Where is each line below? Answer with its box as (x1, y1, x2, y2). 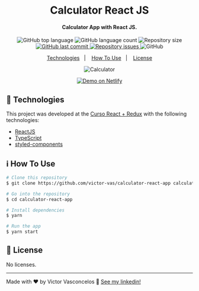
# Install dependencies (6, 207, 65, 213)
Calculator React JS (50, 4, 149, 17)
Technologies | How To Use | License (46, 55, 153, 62)
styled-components (14, 140, 63, 148)
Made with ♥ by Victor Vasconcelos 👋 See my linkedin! (6, 278, 141, 285)
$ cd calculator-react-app (6, 196, 73, 202)
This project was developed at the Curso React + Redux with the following (6, 110, 187, 117)
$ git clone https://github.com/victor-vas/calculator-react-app (6, 180, 171, 186)
